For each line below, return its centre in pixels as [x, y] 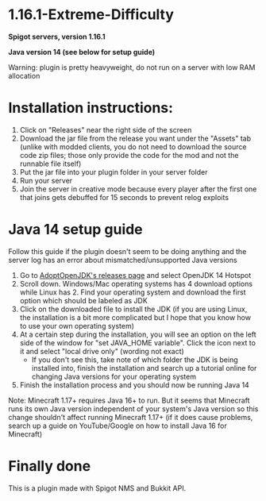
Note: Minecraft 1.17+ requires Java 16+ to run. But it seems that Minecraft [129, 400]
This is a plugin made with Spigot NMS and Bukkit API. [97, 488]
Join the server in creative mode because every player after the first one [138, 189]
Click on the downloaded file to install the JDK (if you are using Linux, [133, 309]
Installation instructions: [91, 108]
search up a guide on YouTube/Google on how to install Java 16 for [118, 426]
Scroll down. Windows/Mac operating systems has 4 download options [136, 283]
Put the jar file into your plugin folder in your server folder [114, 171]
